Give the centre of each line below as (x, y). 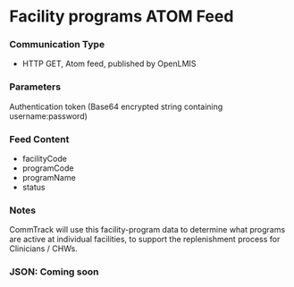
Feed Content (39, 139)
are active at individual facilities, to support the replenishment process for (145, 240)
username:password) (48, 116)
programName (49, 178)
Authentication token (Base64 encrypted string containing (116, 106)
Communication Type (57, 45)
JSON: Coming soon (54, 272)
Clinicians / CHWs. (43, 249)
